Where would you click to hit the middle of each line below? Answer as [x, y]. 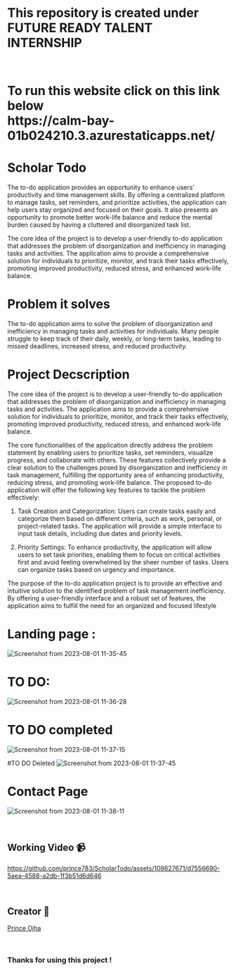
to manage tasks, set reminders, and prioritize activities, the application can [117, 203]
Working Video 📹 [46, 848]
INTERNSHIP [45, 43]
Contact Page [48, 791]
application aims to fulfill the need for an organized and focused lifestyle [112, 605]
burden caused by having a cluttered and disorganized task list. [99, 225]
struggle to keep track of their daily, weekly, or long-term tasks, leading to [114, 339]
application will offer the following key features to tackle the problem [106, 490]
